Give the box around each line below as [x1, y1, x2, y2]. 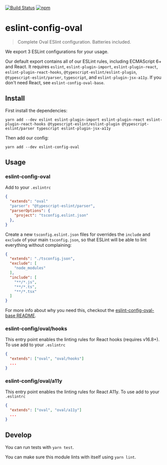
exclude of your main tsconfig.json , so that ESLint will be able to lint [5, 236, 147, 243]
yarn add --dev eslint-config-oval [5, 144, 80, 149]
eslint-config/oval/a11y [5, 377, 63, 384]
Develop [5, 431, 32, 439]
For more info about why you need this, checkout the [5, 307, 114, 314]
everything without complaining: [5, 242, 72, 248]
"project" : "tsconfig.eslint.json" [14, 213, 89, 218]
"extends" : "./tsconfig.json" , [10, 256, 75, 261]
